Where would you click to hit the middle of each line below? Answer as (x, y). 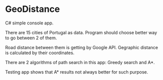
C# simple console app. (29, 23)
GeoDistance (33, 9)
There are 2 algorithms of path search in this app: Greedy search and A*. (80, 62)
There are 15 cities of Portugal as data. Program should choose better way (81, 32)
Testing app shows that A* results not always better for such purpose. (77, 72)
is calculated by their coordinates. (40, 53)
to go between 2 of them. (31, 38)
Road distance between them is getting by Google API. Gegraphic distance (81, 47)
